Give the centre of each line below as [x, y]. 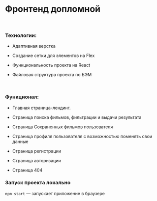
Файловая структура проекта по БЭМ [52, 75]
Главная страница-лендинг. [41, 108]
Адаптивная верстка [34, 46]
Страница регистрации [37, 151]
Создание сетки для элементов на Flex [53, 56]
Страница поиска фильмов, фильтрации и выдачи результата [77, 117]
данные [20, 142]
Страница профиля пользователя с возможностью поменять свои [82, 136]
